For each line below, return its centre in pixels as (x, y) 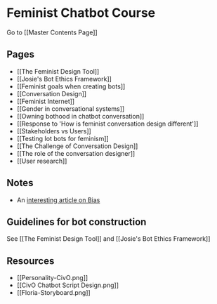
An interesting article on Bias (58, 200)
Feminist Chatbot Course (81, 13)
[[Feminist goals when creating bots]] (71, 86)
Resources (31, 261)
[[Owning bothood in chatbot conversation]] (80, 116)
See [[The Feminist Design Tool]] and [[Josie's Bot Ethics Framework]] (108, 239)
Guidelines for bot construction (77, 222)
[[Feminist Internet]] (46, 101)
